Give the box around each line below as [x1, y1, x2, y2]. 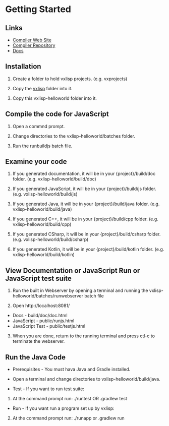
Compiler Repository [12, 42, 55, 48]
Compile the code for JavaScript [5, 110, 109, 118]
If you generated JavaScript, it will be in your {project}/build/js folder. [12, 186, 156, 192]
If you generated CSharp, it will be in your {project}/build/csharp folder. [12, 231, 161, 237]
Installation [5, 62, 41, 71]
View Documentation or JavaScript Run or [5, 266, 140, 275]
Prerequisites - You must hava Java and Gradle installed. [12, 367, 131, 373]
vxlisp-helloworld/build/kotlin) [12, 252, 75, 258]
